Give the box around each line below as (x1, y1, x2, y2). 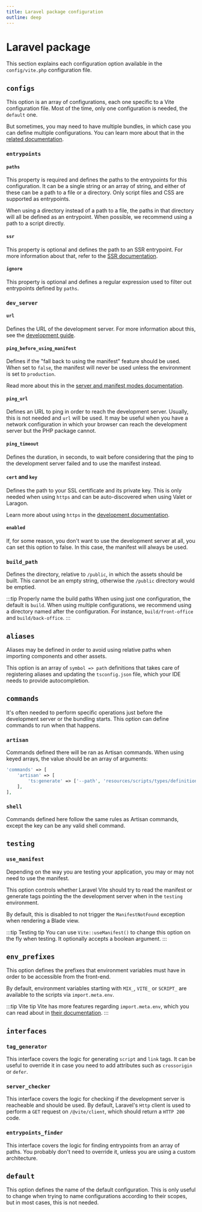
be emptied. (6, 584, 36, 591)
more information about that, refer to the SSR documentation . (6, 252, 158, 259)
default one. (6, 111, 38, 118)
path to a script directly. (6, 220, 65, 227)
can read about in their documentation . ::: (6, 1009, 109, 1017)
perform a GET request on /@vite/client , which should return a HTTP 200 (6, 1108, 185, 1115)
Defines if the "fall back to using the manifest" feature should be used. (6, 358, 181, 365)
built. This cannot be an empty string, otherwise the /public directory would (6, 577, 195, 584)
